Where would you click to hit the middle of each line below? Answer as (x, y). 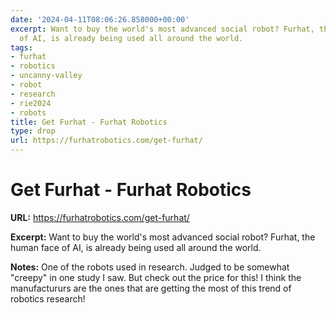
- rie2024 (31, 103)
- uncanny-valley (46, 76)
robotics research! (48, 298)
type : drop (33, 131)
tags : (21, 47)
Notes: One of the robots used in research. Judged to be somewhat (150, 267)
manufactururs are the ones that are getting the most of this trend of (151, 288)
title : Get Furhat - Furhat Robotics (89, 122)
